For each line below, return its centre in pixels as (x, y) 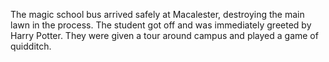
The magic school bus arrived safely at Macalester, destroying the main (157, 14)
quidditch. (31, 46)
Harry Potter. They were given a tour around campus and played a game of (164, 35)
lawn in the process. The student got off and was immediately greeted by (161, 25)
